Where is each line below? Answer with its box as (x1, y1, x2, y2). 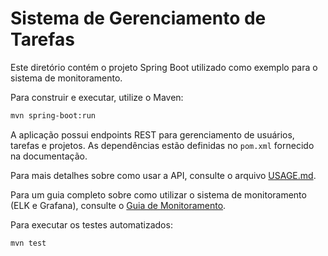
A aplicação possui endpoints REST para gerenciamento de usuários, (10, 128, 295, 141)
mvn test (10, 238, 47, 248)
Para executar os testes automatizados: (10, 218, 173, 231)
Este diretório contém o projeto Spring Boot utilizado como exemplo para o (10, 61, 318, 73)
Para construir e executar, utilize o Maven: (10, 91, 184, 103)
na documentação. (10, 150, 88, 162)
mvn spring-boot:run (10, 110, 97, 121)
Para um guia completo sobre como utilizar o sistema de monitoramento (10, 188, 307, 201)
